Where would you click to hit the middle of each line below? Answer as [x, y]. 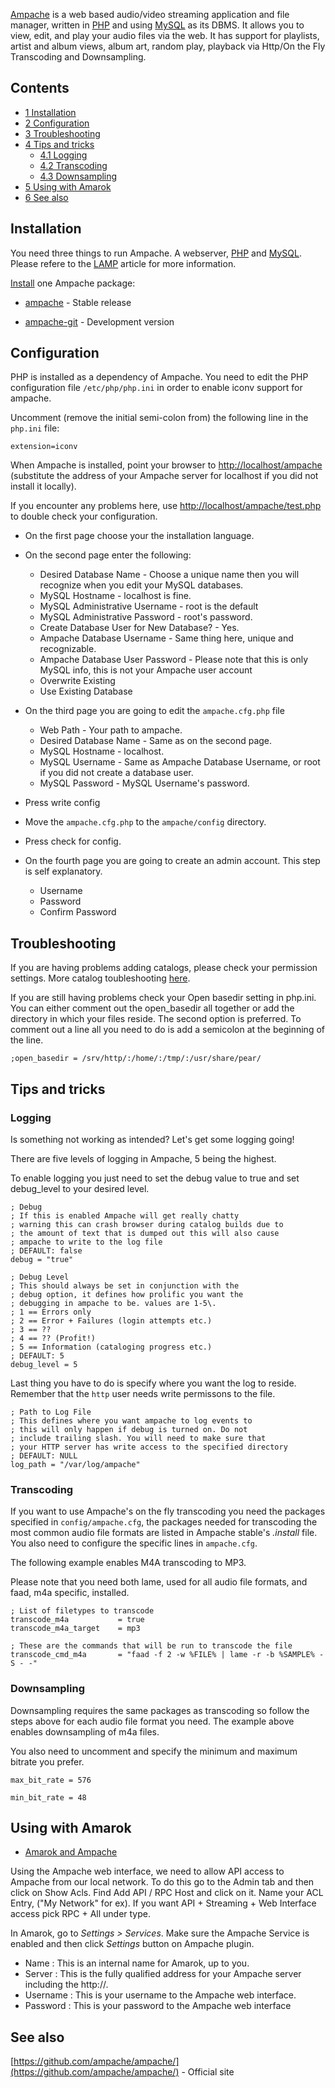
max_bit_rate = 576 [51, 1780]
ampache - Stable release [78, 302]
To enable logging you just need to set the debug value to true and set [155, 1178]
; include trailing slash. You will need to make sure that [138, 1438]
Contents [40, 88]
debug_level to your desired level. [80, 1188]
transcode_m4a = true [77, 1620]
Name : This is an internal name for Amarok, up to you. [137, 1963]
